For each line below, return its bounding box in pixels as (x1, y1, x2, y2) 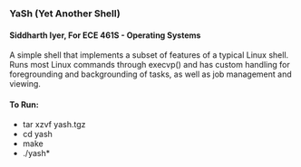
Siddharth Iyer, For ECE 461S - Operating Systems (9, 30, 201, 41)
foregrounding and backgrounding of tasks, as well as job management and (9, 69, 292, 79)
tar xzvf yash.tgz (22, 119, 86, 130)
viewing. (9, 79, 41, 89)
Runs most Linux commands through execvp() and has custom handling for (9, 60, 290, 70)
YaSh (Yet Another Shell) (9, 7, 121, 20)
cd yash (22, 129, 53, 140)
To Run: (9, 98, 39, 110)
